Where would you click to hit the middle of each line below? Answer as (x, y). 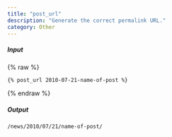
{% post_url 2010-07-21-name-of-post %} (68, 81)
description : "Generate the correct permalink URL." (87, 20)
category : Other (31, 27)
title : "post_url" (34, 14)
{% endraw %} (29, 93)
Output (18, 109)
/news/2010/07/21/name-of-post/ (55, 127)
